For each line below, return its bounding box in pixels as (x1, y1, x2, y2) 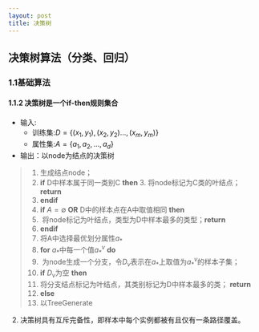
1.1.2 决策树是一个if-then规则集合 (8, 98, 119, 108)
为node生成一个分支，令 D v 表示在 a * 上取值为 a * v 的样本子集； (42, 255, 241, 269)
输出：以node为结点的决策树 (19, 150, 115, 160)
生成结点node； (39, 168, 92, 177)
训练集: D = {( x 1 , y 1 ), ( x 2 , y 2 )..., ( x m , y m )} (31, 128, 159, 139)
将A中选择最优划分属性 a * (39, 233, 123, 245)
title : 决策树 (8, 19, 52, 27)
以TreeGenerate (39, 298, 93, 308)
